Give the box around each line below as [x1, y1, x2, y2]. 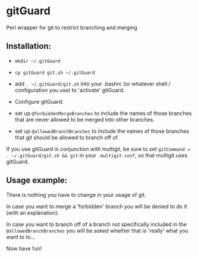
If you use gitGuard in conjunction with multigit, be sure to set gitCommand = [6, 145, 190, 153]
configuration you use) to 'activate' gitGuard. [14, 86, 125, 94]
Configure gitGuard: [14, 98, 64, 105]
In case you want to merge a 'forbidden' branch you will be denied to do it [6, 203, 187, 210]
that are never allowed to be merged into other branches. [14, 116, 155, 123]
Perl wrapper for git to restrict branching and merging [6, 24, 138, 31]
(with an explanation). [6, 209, 59, 216]
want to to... [6, 233, 36, 240]
